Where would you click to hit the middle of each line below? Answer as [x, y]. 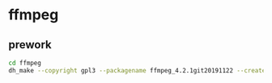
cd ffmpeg [25, 63]
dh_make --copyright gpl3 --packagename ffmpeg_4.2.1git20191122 [121, 70]
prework [30, 45]
